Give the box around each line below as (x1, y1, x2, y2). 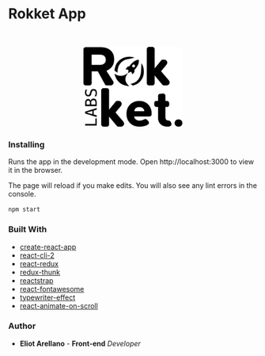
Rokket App (8, 5, 86, 23)
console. (8, 189, 37, 199)
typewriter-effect (19, 293, 76, 302)
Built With (8, 224, 47, 235)
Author (8, 320, 36, 331)
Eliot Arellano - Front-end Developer (19, 339, 141, 348)
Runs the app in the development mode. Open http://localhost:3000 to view (8, 157, 255, 167)
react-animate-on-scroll (19, 300, 99, 310)
